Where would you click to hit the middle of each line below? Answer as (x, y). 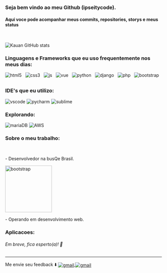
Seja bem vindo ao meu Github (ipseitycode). (61, 7)
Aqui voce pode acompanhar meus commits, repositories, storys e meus (82, 19)
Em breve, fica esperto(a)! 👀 (34, 244)
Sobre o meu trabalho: (33, 138)
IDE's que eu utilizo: (30, 91)
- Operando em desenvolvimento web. (44, 219)
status (12, 24)
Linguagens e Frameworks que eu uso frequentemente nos (78, 58)
